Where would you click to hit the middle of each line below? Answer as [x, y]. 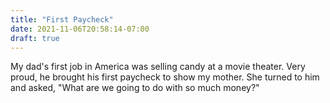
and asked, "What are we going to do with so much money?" [135, 88]
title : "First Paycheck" [62, 19]
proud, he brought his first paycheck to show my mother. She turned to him [165, 77]
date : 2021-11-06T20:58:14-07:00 [80, 29]
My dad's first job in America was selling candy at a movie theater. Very [158, 67]
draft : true [35, 38]
